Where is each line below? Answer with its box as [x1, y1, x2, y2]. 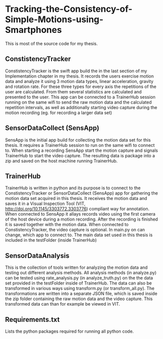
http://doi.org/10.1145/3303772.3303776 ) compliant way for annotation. [5, 206, 150, 212]
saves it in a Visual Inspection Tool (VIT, [5, 200, 86, 207]
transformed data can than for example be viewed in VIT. [5, 301, 120, 307]
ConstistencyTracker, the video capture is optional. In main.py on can [5, 227, 145, 233]
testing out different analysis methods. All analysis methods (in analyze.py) [5, 270, 157, 276]
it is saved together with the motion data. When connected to [5, 222, 129, 227]
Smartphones [5, 25, 62, 35]
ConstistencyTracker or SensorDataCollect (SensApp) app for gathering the [5, 190, 158, 196]
